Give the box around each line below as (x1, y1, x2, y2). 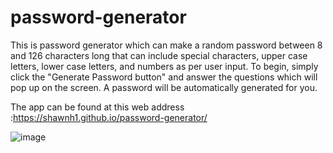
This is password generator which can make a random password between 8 (10, 39, 323, 51)
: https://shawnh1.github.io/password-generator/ (10, 111, 208, 123)
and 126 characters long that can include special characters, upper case (10, 49, 308, 61)
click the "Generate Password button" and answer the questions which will (10, 71, 318, 83)
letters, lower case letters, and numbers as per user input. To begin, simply (10, 60, 319, 72)
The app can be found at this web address (10, 101, 185, 113)
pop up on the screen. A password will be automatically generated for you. (10, 81, 318, 93)
